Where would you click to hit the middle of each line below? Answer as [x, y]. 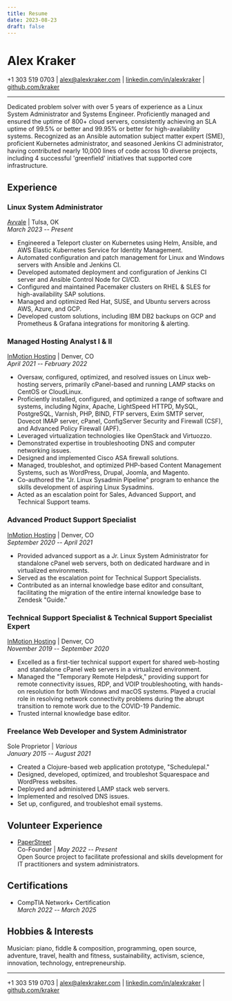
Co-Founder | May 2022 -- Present [67, 849]
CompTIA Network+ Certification [64, 902]
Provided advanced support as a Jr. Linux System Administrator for [113, 555]
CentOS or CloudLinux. [50, 392]
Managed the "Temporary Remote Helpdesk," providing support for [113, 676]
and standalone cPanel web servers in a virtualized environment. [109, 669]
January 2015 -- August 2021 [49, 754]
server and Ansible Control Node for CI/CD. [79, 279]
